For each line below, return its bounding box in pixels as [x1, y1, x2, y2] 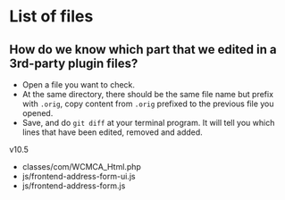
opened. [21, 108, 54, 118]
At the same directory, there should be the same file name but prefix [21, 89, 274, 99]
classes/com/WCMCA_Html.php [21, 162, 141, 171]
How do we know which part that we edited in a [9, 42, 277, 57]
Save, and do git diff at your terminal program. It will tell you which [21, 118, 275, 128]
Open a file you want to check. [21, 79, 136, 90]
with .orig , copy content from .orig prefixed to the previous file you [21, 98, 274, 109]
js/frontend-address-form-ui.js [21, 171, 136, 181]
